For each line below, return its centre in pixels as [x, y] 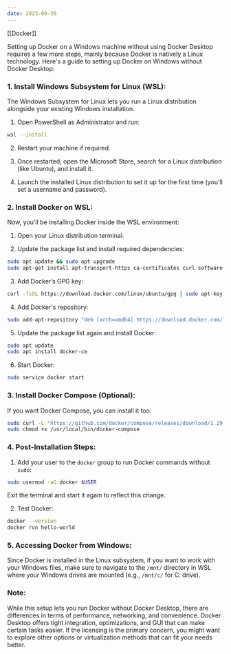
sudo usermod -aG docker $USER [52, 482]
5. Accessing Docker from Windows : [69, 546]
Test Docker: [35, 508]
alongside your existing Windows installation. [71, 108]
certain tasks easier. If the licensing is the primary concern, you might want [114, 630]
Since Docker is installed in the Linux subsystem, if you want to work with [111, 560]
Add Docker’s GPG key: [50, 281]
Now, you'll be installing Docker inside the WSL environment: [93, 222]
